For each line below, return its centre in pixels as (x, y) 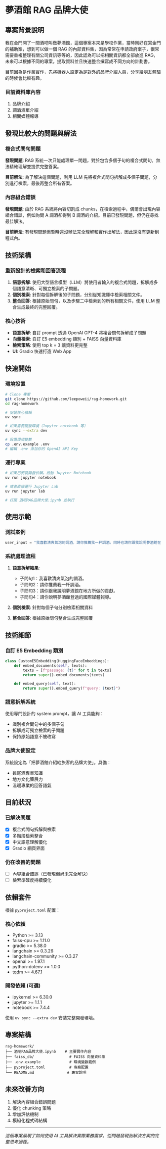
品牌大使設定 (21, 750)
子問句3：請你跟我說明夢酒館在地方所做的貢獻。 (69, 591)
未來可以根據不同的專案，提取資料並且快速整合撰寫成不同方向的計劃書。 (79, 61)
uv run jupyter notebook (31, 477)
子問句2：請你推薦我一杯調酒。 (51, 585)
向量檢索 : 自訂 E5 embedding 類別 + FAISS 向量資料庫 (67, 339)
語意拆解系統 (21, 702)
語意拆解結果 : (26, 568)
